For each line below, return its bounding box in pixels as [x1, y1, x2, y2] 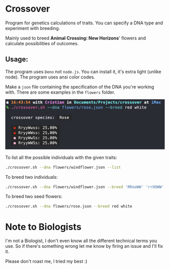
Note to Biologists [5, 221, 82, 233]
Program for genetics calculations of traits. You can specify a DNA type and [5, 20, 163, 26]
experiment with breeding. [5, 25, 60, 31]
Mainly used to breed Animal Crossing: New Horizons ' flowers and [5, 35, 146, 41]
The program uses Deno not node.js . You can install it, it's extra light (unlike [5, 68, 161, 74]
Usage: [5, 55, 29, 64]
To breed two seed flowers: [5, 194, 63, 200]
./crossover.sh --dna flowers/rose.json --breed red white [5, 204, 133, 209]
